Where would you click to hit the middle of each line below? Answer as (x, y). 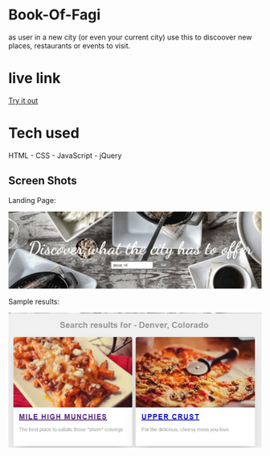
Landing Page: (32, 200)
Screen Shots (43, 181)
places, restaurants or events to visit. (70, 45)
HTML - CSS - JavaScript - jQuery (65, 155)
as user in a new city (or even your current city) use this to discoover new (130, 37)
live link (35, 79)
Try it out (23, 100)
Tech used (44, 133)
